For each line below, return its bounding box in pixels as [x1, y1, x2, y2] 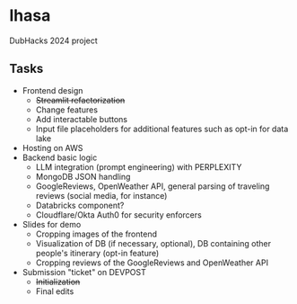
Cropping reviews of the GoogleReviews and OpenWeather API [35, 257, 269, 268]
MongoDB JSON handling [35, 171, 131, 182]
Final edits [35, 285, 74, 297]
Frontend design [22, 85, 83, 95]
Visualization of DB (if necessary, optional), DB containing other [35, 237, 272, 248]
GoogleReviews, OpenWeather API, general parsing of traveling [35, 181, 270, 192]
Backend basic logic [22, 152, 98, 163]
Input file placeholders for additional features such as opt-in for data [35, 123, 289, 134]
